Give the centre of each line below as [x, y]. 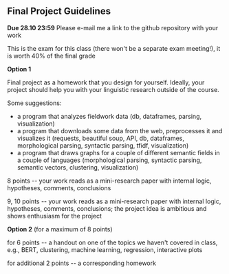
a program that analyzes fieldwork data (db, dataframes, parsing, [109, 116]
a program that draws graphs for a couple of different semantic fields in [118, 152]
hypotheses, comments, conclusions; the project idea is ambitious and [107, 208]
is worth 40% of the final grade [52, 56]
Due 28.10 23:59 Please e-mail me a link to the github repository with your [113, 27]
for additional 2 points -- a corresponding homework [82, 263]
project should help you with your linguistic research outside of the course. [113, 89]
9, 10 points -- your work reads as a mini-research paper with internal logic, [114, 201]
